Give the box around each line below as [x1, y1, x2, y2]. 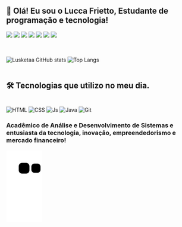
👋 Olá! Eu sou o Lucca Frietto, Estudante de [6, 6, 168, 16]
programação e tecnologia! [6, 16, 109, 26]
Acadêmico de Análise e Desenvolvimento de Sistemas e [6, 121, 174, 130]
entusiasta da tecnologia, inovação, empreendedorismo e [6, 129, 177, 137]
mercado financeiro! [6, 136, 67, 145]
